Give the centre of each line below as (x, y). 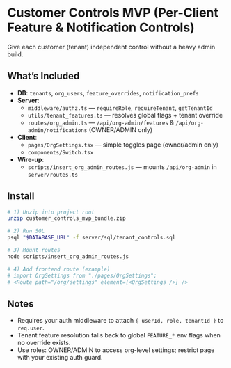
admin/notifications (57, 130)
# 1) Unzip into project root (51, 212)
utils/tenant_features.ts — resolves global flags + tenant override (125, 115)
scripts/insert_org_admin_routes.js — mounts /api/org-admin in (122, 167)
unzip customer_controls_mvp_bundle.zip (67, 218)
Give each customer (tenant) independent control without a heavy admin (111, 47)
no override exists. (44, 343)
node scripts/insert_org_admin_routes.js (68, 256)
